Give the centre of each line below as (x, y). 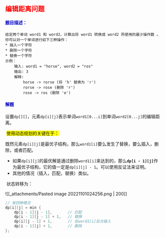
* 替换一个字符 (19, 56)
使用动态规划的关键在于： (32, 133)
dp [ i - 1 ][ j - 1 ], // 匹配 (48, 212)
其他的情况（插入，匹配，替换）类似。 (52, 173)
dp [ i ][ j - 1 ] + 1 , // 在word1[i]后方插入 (63, 222)
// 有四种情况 (18, 203)
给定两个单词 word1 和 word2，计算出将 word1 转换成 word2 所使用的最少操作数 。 (83, 34)
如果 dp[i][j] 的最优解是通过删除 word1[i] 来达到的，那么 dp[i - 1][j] (83, 161)
